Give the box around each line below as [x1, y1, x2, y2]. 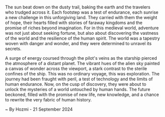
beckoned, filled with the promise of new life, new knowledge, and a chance [5, 92, 160, 97]
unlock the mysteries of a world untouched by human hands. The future [5, 87, 151, 92]
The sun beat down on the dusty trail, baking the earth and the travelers [5, 4, 151, 10]
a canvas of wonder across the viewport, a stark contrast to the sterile [5, 66, 147, 71]
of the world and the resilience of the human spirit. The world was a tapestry [5, 35, 160, 41]
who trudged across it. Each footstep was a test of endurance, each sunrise [5, 9, 159, 15]
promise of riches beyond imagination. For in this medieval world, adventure [5, 25, 159, 31]
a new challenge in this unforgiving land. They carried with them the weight [5, 15, 158, 20]
